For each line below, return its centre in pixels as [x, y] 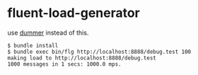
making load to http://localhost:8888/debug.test [82, 58]
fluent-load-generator [74, 13]
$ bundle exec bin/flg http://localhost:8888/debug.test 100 [99, 52]
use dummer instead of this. [48, 33]
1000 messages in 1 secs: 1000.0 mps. [64, 64]
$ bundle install [33, 45]
